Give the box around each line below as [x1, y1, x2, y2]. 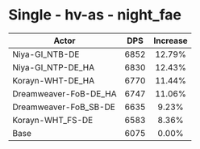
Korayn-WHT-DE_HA [12, 74, 95, 86]
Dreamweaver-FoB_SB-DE [12, 101, 115, 113]
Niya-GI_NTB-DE [12, 49, 80, 60]
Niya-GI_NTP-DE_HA [12, 62, 95, 73]
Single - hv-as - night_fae [8, 6, 181, 24]
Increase [152, 35, 188, 46]
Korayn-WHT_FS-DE [12, 114, 94, 126]
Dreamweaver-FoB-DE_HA [12, 87, 117, 99]
